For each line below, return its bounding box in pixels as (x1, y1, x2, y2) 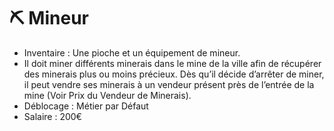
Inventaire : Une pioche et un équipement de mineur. (23, 46, 241, 59)
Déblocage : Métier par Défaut (23, 100, 149, 112)
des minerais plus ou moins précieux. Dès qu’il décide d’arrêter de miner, (23, 68, 325, 80)
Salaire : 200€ (23, 110, 82, 122)
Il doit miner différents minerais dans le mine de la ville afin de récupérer (23, 57, 322, 69)
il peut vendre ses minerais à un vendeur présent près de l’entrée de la (23, 78, 315, 90)
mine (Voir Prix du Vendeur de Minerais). (23, 89, 192, 101)
